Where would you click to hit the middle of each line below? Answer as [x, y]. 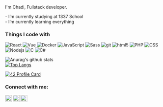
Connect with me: [27, 87]
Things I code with [27, 34]
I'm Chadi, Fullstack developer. [36, 7]
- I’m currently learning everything [40, 22]
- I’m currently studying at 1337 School [44, 16]
